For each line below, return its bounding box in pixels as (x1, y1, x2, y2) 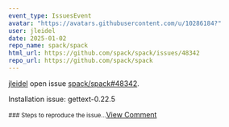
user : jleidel (8, 27, 56, 35)
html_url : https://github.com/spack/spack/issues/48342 (8, 49, 200, 57)
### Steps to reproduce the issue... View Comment (8, 109, 157, 119)
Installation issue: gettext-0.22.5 (8, 94, 115, 104)
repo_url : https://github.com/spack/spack (8, 57, 153, 65)
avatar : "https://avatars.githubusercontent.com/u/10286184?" (8, 19, 222, 27)
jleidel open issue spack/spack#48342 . (8, 78, 139, 88)
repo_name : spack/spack (8, 42, 89, 50)
